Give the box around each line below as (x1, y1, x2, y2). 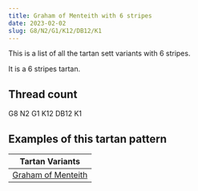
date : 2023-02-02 (8, 19, 67, 27)
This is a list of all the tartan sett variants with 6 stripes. (8, 49, 191, 59)
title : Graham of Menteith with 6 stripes (8, 11, 152, 20)
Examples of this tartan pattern (8, 132, 167, 145)
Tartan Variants (19, 156, 80, 167)
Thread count (8, 87, 78, 101)
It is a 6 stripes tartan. (8, 64, 81, 74)
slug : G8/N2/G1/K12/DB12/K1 (8, 26, 103, 35)
